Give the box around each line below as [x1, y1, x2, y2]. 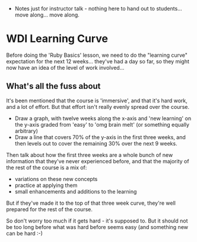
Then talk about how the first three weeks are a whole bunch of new [6, 151, 173, 159]
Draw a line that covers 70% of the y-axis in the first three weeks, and [14, 133, 186, 141]
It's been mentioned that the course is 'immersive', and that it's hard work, [6, 97, 188, 104]
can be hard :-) [6, 230, 43, 237]
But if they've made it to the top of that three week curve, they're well [6, 199, 176, 206]
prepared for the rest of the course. [6, 205, 93, 212]
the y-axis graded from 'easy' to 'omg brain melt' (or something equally [14, 121, 190, 128]
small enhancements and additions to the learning [14, 188, 137, 195]
